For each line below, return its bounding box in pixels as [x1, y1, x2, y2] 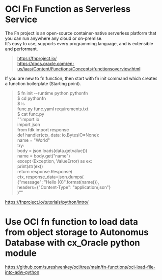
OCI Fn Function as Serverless [5, 3, 131, 15]
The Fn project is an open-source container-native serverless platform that [5, 30, 157, 36]
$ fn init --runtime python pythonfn [17, 90, 88, 96]
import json [17, 122, 40, 127]
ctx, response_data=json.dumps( [17, 174, 84, 180]
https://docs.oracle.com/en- [17, 61, 75, 66]
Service [5, 14, 38, 25]
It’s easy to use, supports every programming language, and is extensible [5, 40, 154, 46]
